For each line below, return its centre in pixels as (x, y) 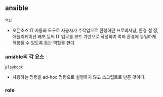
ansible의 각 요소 (25, 56)
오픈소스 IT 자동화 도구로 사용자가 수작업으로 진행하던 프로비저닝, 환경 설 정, (85, 30)
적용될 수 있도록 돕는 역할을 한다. (44, 43)
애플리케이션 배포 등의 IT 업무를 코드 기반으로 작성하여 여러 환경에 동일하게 (84, 36)
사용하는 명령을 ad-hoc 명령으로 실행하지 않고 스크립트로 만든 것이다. (79, 77)
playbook (14, 67)
